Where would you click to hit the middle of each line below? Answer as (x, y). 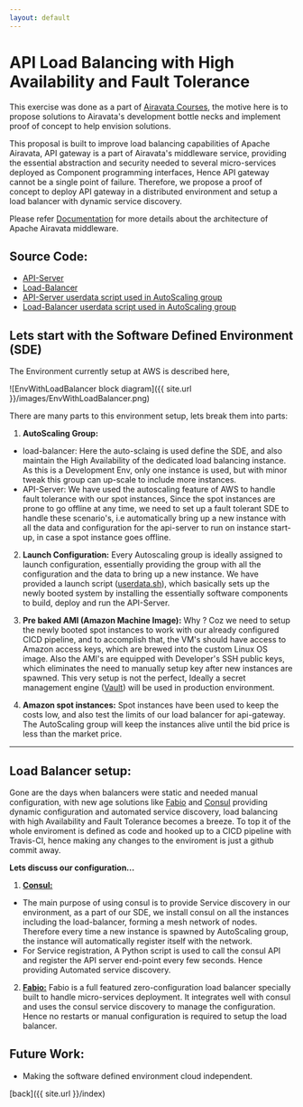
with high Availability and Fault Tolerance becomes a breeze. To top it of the (150, 821)
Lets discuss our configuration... (72, 868)
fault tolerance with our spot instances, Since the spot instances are (149, 499)
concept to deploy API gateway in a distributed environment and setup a (143, 192)
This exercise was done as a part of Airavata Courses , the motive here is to (149, 107)
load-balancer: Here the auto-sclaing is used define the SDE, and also (152, 451)
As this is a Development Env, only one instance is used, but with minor (155, 470)
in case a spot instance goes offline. (104, 538)
